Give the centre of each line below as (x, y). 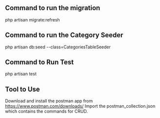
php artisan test (21, 74)
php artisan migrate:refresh (32, 20)
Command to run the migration (53, 8)
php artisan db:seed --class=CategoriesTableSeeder (58, 47)
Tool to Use (22, 89)
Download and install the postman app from (49, 101)
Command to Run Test (40, 62)
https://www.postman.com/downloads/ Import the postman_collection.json (80, 106)
